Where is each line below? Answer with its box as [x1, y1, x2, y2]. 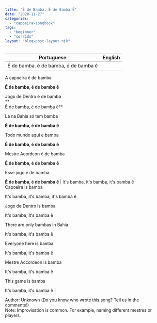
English [102, 54, 120, 61]
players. [5, 312, 21, 318]
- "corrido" [9, 34, 34, 39]
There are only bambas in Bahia [5, 222, 69, 227]
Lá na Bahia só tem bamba [5, 113, 58, 119]
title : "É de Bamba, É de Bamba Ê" [5, 7, 77, 12]
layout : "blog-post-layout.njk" [5, 39, 70, 44]
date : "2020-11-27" [5, 12, 45, 16]
